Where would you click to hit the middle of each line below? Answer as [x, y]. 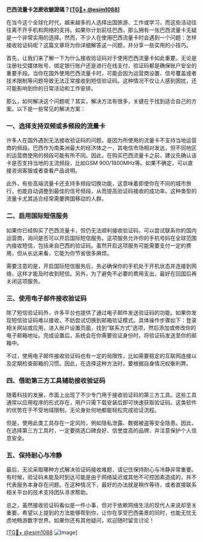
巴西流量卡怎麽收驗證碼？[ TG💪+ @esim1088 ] [63, 9]
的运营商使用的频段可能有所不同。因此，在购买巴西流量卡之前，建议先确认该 [101, 156]
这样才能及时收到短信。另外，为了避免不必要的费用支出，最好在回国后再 [107, 273]
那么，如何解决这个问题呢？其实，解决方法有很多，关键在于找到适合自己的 [99, 101]
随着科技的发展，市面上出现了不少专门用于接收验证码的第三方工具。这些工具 [101, 395]
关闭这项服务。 [25, 281]
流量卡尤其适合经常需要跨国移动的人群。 [56, 199]
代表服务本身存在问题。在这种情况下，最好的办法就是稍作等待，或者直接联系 [101, 485]
